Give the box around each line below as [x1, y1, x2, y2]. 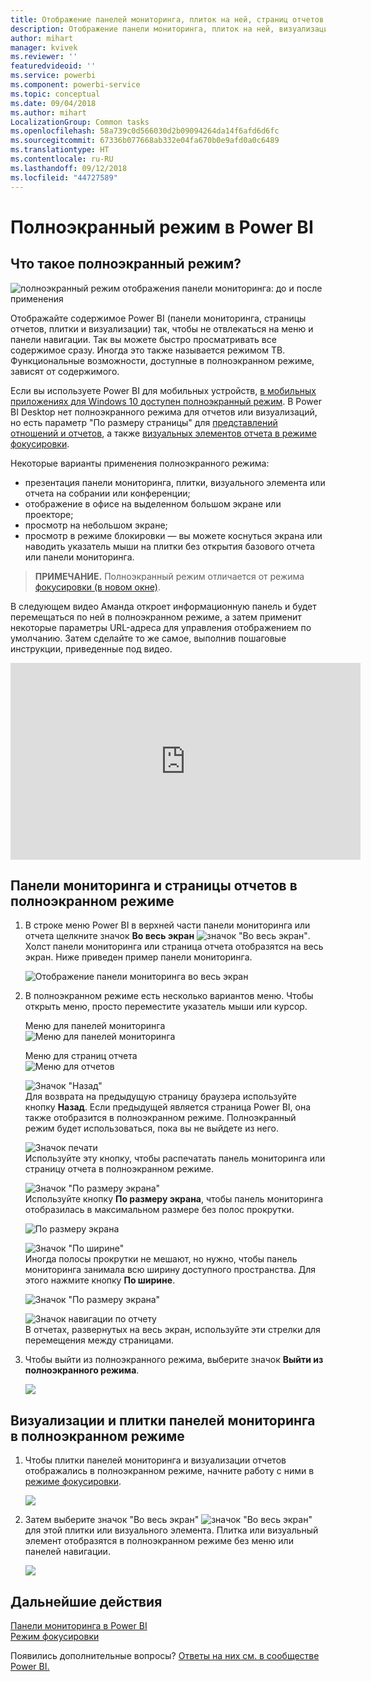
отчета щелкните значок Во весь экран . [24, 930, 311, 942]
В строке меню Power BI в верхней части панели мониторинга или [24, 919, 311, 931]
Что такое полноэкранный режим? [10, 256, 242, 273]
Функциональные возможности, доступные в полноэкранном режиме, [10, 354, 315, 366]
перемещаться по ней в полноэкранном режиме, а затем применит [10, 611, 302, 623]
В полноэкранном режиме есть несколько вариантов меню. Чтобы [24, 990, 314, 1002]
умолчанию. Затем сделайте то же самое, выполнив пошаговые [10, 632, 287, 644]
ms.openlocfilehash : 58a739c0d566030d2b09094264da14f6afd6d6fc [10, 126, 280, 136]
